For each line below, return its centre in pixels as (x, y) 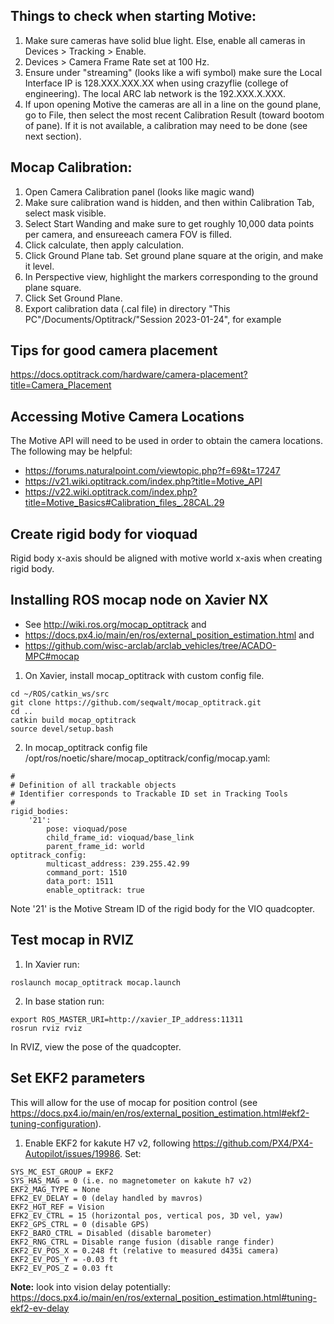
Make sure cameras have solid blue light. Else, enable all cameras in (165, 40)
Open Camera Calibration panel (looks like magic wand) (139, 191)
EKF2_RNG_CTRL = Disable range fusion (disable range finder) (142, 1242)
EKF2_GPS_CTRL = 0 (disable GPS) (80, 1224)
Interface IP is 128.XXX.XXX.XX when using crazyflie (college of (156, 83)
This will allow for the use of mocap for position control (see (134, 1102)
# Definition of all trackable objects (93, 785)
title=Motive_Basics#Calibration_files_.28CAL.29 (124, 503)
